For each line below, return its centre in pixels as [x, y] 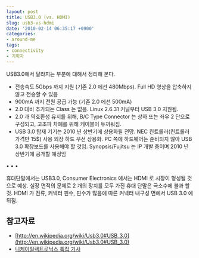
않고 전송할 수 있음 [36, 94]
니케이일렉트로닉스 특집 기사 [48, 249]
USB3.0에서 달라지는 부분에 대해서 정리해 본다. [61, 74]
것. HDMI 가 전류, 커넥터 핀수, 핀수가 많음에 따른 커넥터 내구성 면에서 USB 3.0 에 [100, 193]
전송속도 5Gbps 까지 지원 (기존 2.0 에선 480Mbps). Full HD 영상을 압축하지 [103, 87]
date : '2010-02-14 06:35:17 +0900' [50, 28]
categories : [21, 34]
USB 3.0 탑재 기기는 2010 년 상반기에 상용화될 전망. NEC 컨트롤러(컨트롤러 [102, 131]
